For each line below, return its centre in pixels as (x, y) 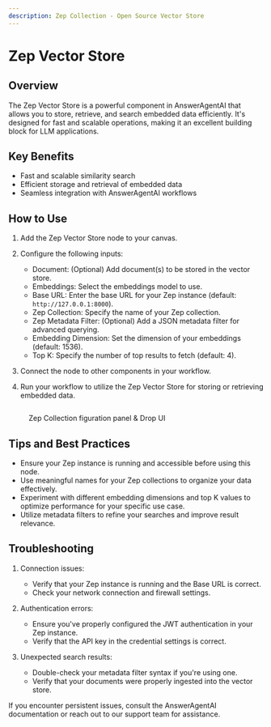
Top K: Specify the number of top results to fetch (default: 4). (134, 355)
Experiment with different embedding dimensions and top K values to (135, 498)
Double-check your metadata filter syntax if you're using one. (135, 672)
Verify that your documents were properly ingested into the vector (142, 681)
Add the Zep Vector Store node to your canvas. (99, 238)
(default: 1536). (57, 347)
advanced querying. (66, 329)
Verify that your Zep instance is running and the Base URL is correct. (146, 584)
